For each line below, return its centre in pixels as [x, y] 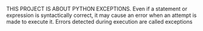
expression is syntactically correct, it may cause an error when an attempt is [101, 15]
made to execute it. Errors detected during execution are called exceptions [99, 22]
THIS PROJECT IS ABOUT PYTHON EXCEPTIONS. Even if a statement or [97, 9]
